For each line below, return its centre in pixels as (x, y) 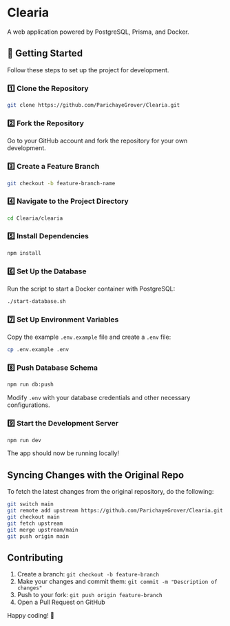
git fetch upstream (35, 523)
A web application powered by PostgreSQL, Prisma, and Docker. (98, 32)
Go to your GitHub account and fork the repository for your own (97, 141)
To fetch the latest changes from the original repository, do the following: (111, 492)
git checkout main (33, 517)
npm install (24, 253)
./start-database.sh (37, 302)
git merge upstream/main (43, 530)
